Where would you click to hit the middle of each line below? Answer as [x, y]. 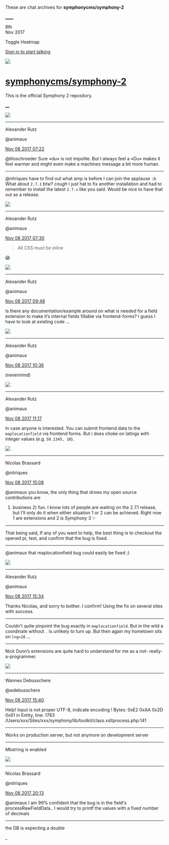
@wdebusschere [23, 690]
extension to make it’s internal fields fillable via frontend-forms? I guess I [80, 316]
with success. [20, 611]
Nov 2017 [15, 32]
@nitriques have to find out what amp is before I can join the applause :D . [81, 178]
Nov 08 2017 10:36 [25, 365]
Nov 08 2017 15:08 [25, 482]
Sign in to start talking [28, 52]
